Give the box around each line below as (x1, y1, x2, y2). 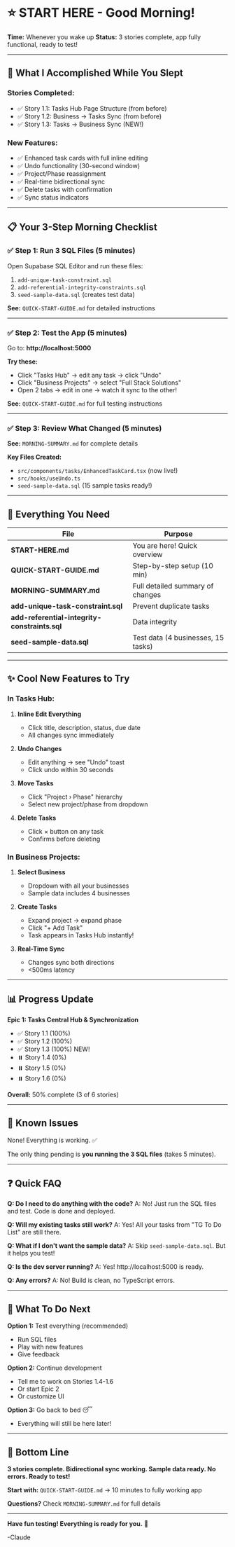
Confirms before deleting (27, 834, 101, 843)
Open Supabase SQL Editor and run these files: (7, 261, 143, 270)
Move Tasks (17, 778, 54, 788)
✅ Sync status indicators (17, 193, 89, 201)
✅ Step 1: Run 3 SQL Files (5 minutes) (7, 246, 136, 256)
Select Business (17, 868, 66, 876)
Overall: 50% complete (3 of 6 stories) (7, 1090, 119, 1099)
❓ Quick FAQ (7, 1178, 62, 1190)
